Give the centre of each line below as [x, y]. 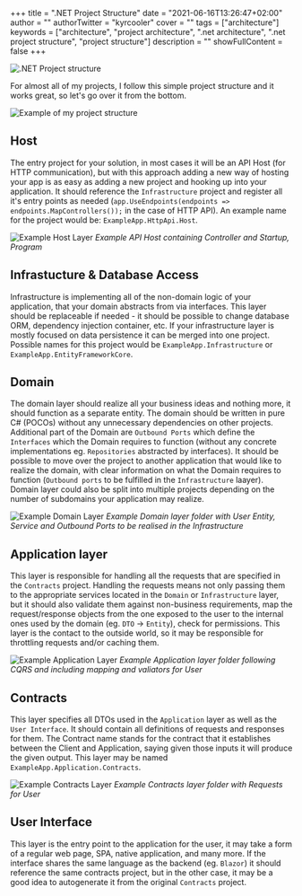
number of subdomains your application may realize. [107, 499]
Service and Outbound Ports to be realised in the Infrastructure [127, 526]
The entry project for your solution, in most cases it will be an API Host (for [148, 163]
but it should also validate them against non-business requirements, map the [151, 604]
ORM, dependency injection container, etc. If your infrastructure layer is [142, 325]
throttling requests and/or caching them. [85, 643]
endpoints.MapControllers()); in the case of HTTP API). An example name [148, 210]
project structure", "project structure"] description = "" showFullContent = [147, 41]
